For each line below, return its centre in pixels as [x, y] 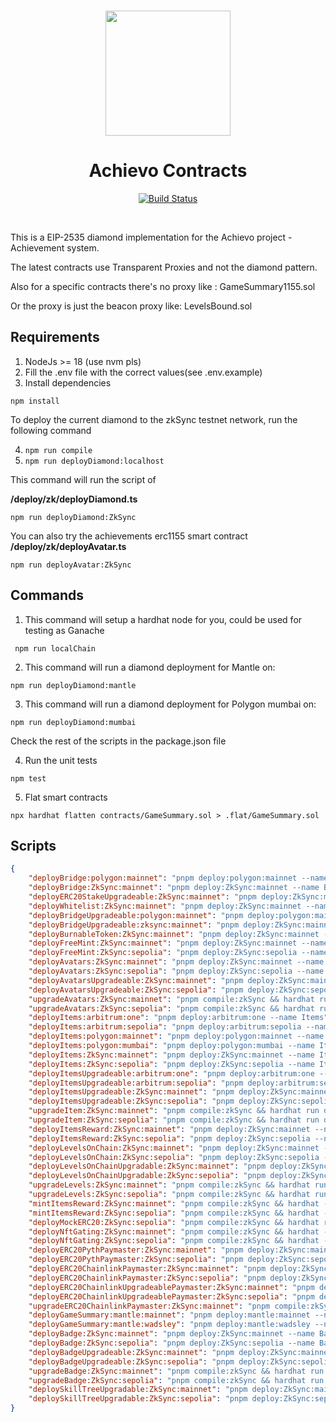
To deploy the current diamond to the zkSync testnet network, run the [154, 419]
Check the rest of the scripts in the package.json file [118, 741]
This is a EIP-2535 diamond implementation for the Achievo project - [151, 237]
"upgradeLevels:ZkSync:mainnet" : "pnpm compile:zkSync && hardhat [169, 1185]
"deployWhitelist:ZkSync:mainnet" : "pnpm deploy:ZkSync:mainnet [165, 906]
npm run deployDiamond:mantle [73, 685]
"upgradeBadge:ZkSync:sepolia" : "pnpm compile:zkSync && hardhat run [176, 1380]
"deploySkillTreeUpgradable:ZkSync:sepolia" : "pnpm [138, 1399]
